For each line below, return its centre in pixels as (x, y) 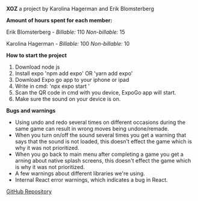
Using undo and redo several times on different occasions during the (100, 122)
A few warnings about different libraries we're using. (80, 173)
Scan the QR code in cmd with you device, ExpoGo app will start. (95, 92)
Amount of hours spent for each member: (59, 20)
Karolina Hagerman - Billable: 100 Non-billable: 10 (68, 44)
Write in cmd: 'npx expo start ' (52, 86)
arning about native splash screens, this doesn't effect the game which (103, 161)
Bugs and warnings (31, 110)
